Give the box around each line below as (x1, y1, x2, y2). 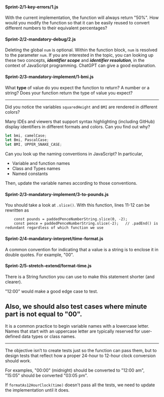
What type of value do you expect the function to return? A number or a (5, 84, 150, 90)
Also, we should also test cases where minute (5, 302, 147, 311)
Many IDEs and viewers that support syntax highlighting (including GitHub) (5, 119, 155, 124)
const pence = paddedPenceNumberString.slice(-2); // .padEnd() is (14, 221, 159, 226)
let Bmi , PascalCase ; (5, 138, 49, 142)
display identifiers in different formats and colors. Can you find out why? (5, 123, 150, 129)
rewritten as (5, 207, 29, 213)
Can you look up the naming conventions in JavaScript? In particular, (5, 151, 143, 157)
